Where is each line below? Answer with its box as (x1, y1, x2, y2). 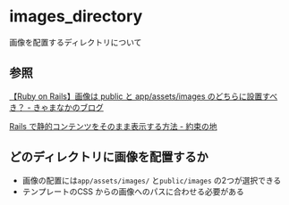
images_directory (9, 6, 143, 27)
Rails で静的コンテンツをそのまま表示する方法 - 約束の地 (9, 120, 217, 131)
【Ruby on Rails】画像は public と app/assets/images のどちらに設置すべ (9, 91, 278, 102)
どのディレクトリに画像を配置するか (9, 150, 208, 165)
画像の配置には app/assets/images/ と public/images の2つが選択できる (21, 175, 282, 185)
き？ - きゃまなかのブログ (9, 102, 105, 112)
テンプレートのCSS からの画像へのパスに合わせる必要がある (21, 185, 244, 197)
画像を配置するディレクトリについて (9, 37, 142, 47)
